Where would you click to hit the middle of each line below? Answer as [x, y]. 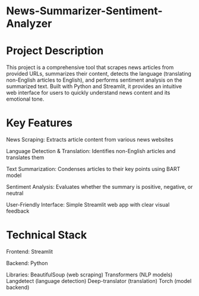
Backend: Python [27, 263]
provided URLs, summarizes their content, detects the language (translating [99, 74]
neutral [15, 193]
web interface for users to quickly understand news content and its [88, 93]
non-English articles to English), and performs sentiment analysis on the [94, 80]
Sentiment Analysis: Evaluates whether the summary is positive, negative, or [99, 187]
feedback [18, 211]
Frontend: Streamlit [30, 252]
